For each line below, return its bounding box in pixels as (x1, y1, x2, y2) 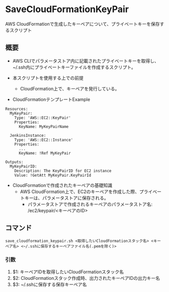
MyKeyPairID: (10, 164, 37, 169)
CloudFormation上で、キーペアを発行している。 (20, 85, 120, 91)
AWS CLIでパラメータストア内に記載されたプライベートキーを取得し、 (12, 58, 159, 64)
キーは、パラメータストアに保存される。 (24, 194, 109, 201)
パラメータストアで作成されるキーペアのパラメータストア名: (27, 201, 153, 207)
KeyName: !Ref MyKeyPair (18, 151, 71, 156)
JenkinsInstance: (10, 133, 46, 138)
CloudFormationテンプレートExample (12, 96, 90, 102)
